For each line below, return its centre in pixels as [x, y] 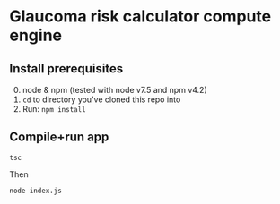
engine [36, 35]
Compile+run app [59, 137]
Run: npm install [54, 109]
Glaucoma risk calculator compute [140, 17]
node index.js [36, 191]
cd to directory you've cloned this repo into [101, 99]
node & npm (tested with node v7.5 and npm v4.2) [115, 90]
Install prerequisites [66, 68]
